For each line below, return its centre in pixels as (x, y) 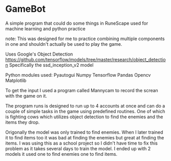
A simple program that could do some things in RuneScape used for (77, 23)
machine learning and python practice (45, 28)
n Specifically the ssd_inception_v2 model (49, 65)
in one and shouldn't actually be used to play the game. (64, 44)
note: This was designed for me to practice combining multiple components (85, 39)
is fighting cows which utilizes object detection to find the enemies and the (84, 117)
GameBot (26, 9)
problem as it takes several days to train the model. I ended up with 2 (78, 148)
